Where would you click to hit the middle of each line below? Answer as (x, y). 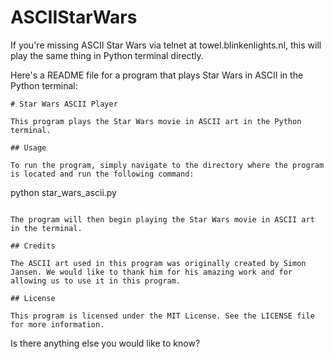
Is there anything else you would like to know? (105, 343)
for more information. (57, 324)
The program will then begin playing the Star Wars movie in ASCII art (162, 219)
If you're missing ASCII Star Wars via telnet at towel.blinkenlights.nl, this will (166, 45)
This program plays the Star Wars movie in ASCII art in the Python (156, 121)
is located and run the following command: (102, 174)
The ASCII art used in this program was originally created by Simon (158, 263)
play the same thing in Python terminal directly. (107, 55)
